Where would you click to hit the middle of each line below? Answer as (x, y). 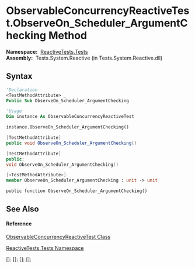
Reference (19, 224)
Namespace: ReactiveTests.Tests (47, 51)
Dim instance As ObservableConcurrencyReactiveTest (70, 117)
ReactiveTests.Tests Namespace (45, 248)
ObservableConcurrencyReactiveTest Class (58, 236)
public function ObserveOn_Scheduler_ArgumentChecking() (77, 191)
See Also (22, 209)
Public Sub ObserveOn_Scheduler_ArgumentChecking (68, 100)
